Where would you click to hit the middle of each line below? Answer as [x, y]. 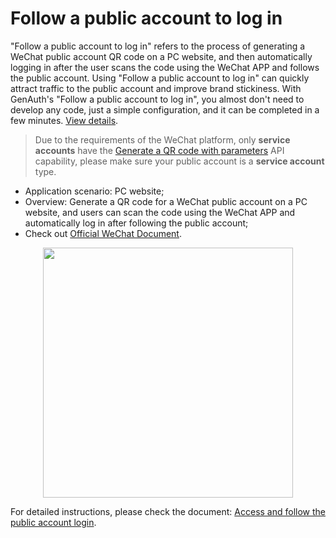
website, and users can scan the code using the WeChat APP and [160, 212]
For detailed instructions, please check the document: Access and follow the [168, 511]
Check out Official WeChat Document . [103, 233]
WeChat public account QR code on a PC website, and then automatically [161, 56]
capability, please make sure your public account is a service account [179, 161]
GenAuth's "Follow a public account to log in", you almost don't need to [157, 99]
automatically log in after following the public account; [136, 223]
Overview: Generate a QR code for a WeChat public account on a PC [166, 201]
